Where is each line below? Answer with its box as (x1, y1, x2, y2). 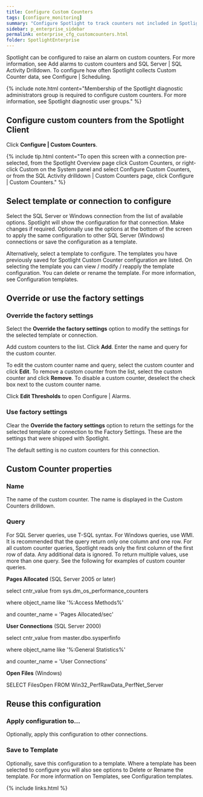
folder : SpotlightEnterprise (6, 37, 80, 43)
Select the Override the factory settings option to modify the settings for (6, 325, 189, 333)
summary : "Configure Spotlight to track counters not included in (6, 20, 177, 26)
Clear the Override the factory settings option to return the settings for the (6, 421, 194, 429)
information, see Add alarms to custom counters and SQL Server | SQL (6, 60, 182, 67)
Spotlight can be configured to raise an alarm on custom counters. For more (6, 54, 195, 61)
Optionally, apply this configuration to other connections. (6, 731, 148, 738)
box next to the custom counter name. (6, 381, 101, 388)
